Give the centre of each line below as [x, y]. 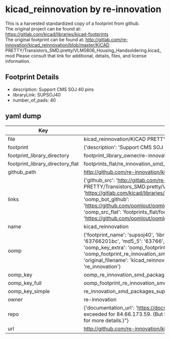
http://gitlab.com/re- [107, 40]
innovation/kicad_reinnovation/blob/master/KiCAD [57, 45]
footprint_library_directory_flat [43, 163]
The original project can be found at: [43, 28]
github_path [22, 172]
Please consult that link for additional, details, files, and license [81, 56]
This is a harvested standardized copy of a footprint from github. [73, 23]
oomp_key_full [25, 283]
